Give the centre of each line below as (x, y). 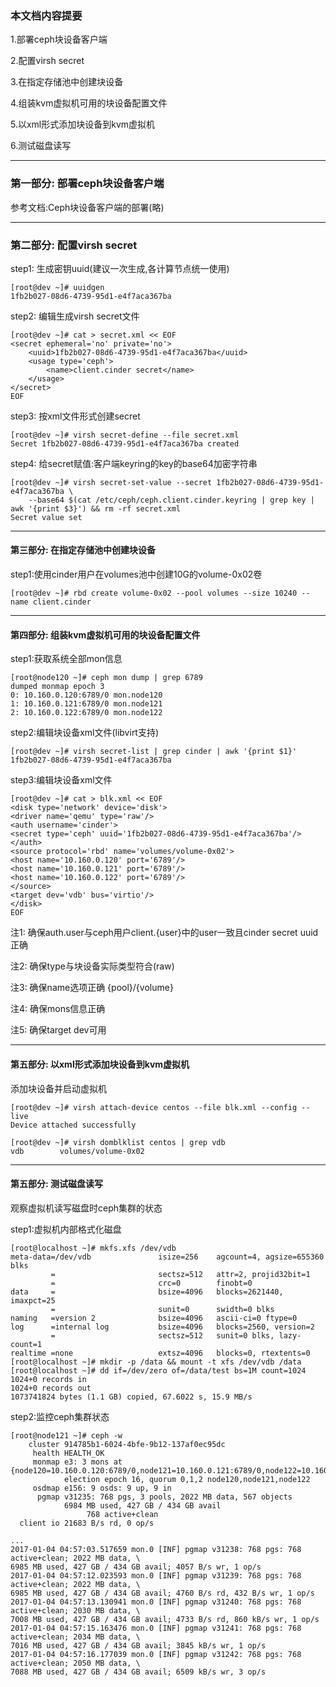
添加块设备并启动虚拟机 (58, 1088)
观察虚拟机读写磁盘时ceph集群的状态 (86, 1208)
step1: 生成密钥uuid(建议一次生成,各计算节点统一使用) (120, 268)
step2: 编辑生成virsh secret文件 (75, 316)
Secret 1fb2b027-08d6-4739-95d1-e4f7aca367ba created (125, 443)
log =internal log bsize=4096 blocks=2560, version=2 (162, 1327)
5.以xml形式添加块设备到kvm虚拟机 (83, 124)
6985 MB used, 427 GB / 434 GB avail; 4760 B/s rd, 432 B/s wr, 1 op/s (162, 1593)
